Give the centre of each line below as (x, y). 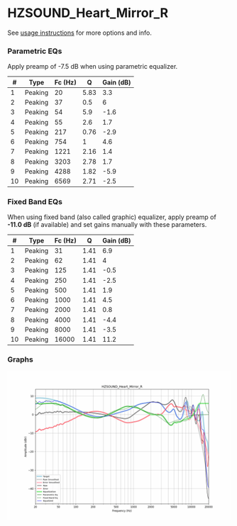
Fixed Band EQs (35, 201)
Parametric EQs (35, 51)
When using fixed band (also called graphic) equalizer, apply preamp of (112, 217)
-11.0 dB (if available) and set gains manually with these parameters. (107, 225)
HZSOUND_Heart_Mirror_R (88, 13)
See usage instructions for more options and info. (80, 33)
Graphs (20, 359)
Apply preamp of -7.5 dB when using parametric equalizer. (93, 67)
